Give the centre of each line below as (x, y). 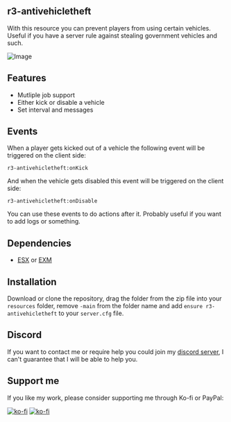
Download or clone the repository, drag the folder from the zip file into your (114, 298)
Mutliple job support (46, 95)
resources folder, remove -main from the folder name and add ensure (105, 306)
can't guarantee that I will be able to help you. (72, 359)
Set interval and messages (55, 110)
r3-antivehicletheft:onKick (48, 168)
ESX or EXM (34, 260)
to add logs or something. (44, 221)
